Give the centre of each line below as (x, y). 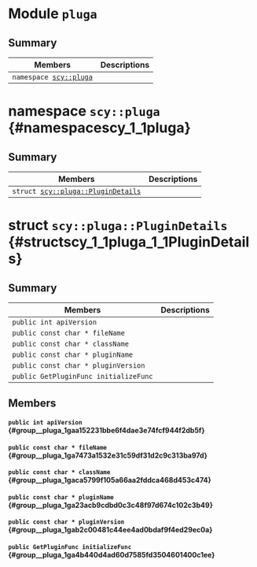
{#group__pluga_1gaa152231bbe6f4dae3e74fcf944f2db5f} (106, 430)
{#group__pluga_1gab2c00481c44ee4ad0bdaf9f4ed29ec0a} (110, 530)
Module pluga (53, 14)
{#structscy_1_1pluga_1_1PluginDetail (129, 242)
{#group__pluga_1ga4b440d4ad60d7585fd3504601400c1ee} (112, 554)
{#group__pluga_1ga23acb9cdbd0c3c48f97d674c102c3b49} (111, 505)
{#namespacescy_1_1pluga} (99, 128)
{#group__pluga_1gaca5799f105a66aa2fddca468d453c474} (110, 480)
